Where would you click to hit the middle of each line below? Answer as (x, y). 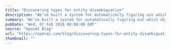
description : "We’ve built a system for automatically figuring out (79, 15)
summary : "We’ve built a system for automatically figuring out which (82, 19)
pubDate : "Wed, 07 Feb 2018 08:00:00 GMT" (51, 24)
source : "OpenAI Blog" (29, 29)
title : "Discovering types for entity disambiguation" (65, 10)
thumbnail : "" (20, 39)
